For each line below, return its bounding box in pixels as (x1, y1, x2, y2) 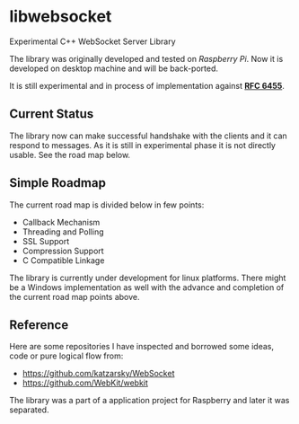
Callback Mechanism (22, 216, 101, 227)
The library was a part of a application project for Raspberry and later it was (9, 395, 290, 406)
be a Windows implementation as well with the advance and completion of (9, 281, 285, 293)
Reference (9, 317, 69, 332)
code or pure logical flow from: (9, 350, 124, 361)
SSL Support (22, 235, 70, 246)
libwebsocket (9, 6, 112, 27)
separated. (9, 404, 49, 415)
